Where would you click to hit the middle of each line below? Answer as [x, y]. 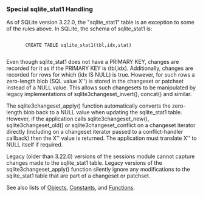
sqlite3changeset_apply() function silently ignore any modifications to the [98, 170]
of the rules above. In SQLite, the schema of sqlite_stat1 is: [79, 29]
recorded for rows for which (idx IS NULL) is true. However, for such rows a [101, 75]
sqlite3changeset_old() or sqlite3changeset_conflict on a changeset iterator [101, 125]
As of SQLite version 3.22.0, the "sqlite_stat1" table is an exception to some [100, 22]
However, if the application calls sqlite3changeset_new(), [78, 119]
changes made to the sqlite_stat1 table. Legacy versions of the [84, 163]
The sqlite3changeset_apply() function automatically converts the [89, 106]
